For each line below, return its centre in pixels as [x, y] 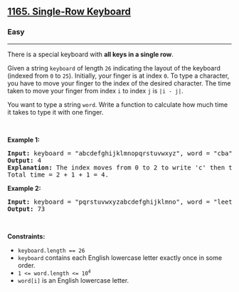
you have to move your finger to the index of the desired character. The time [119, 83]
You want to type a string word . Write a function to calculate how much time [118, 104]
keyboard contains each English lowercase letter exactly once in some [120, 257]
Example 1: [24, 140]
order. [26, 265]
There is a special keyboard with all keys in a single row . [91, 54]
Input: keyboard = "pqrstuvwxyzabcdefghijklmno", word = [109, 202]
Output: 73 [26, 209]
